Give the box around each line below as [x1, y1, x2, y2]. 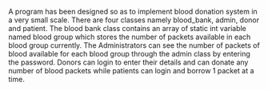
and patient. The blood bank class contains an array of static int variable [8, 24, 246, 33]
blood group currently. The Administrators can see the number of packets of [8, 41, 260, 50]
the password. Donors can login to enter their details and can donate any [8, 57, 249, 67]
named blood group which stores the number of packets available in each [8, 32, 251, 41]
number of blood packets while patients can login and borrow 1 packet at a [8, 66, 254, 75]
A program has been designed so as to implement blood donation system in [8, 7, 258, 16]
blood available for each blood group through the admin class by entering [8, 49, 250, 58]
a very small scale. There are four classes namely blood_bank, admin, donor [8, 15, 260, 25]
